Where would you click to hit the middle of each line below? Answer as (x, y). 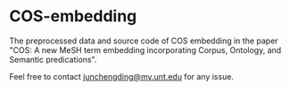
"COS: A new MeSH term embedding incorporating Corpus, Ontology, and (145, 49)
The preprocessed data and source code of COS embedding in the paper (144, 41)
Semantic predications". (53, 59)
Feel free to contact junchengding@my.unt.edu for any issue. (122, 76)
